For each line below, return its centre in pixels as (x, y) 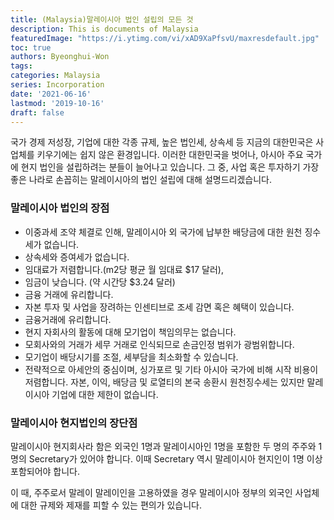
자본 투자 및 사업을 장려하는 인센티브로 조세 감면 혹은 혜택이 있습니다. (159, 307)
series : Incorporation (57, 85)
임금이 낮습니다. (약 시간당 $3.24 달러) (100, 282)
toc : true (31, 47)
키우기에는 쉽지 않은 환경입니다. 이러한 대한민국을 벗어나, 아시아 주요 (170, 155)
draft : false (37, 112)
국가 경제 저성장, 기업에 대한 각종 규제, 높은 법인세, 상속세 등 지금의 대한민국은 (162, 142)
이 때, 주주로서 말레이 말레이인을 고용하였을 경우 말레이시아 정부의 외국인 (151, 492)
